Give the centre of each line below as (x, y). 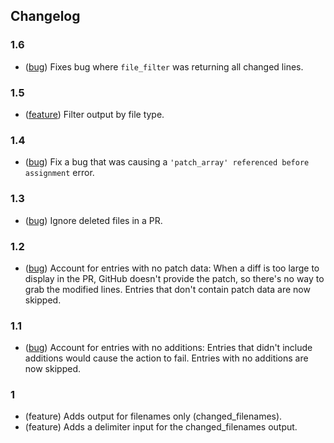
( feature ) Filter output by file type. (94, 114)
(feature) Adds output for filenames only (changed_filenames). (153, 416)
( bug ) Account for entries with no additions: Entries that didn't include (168, 348)
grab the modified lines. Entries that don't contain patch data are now (167, 289)
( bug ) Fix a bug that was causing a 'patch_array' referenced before (167, 162)
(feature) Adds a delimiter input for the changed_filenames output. (161, 427)
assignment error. (59, 173)
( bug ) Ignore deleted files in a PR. (93, 220)
